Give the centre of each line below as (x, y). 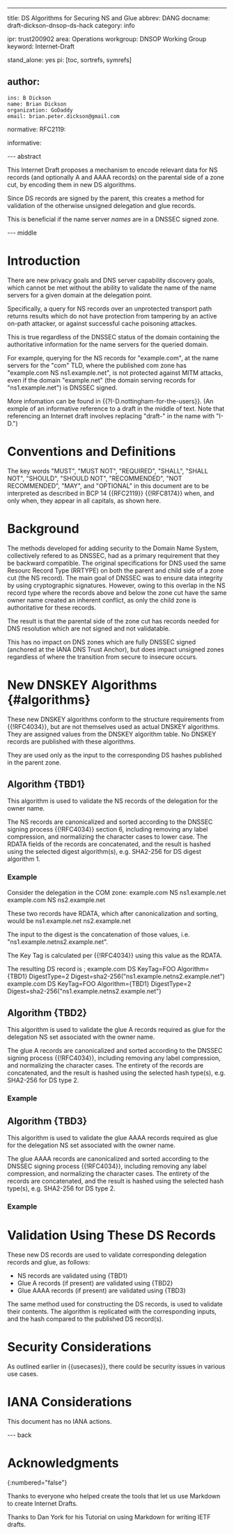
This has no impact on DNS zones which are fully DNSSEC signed (102, 642)
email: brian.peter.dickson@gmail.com (63, 116)
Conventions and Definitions (92, 451)
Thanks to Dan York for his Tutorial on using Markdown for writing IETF (109, 1517)
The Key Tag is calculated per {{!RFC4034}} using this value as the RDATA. (115, 955)
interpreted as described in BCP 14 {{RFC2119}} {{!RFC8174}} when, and (111, 493)
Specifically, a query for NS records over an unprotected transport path (110, 309)
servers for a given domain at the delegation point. (80, 295)
